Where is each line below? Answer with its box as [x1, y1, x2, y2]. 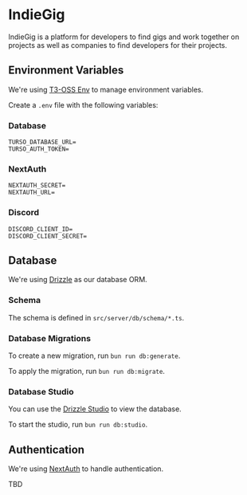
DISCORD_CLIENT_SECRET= [8, 232, 88, 240]
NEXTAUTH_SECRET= [8, 182, 66, 190]
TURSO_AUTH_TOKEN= [8, 145, 69, 153]
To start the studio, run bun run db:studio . [8, 420, 148, 430]
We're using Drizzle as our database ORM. [8, 275, 147, 285]
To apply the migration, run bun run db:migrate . [8, 367, 166, 376]
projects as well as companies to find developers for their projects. [8, 40, 228, 49]
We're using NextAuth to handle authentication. [8, 464, 164, 473]
